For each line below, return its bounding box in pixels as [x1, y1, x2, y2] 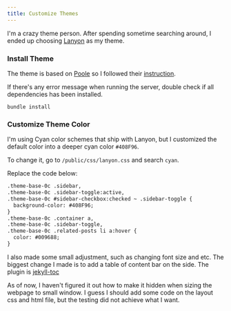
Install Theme [7, 53, 54, 63]
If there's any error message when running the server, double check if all [7, 82, 214, 91]
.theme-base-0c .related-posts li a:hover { [7, 227, 137, 235]
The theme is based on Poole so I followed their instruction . [7, 69, 176, 77]
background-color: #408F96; [13, 202, 94, 209]
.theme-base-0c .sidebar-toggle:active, [7, 189, 125, 196]
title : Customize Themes [7, 10, 79, 17]
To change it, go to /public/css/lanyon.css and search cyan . [7, 156, 179, 164]
